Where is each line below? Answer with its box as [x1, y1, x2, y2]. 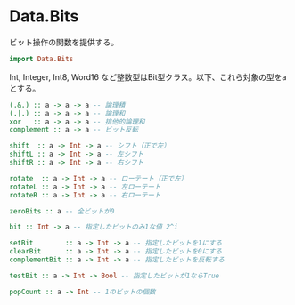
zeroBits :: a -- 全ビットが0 [9, 206, 115, 215]
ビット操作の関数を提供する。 [9, 36, 119, 47]
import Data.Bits [9, 54, 74, 63]
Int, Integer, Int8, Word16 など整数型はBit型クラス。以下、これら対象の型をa [9, 71, 287, 82]
